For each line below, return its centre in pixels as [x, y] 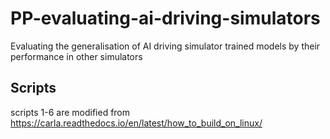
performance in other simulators [76, 56]
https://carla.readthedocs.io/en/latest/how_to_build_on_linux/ [136, 123]
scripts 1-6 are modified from [70, 112]
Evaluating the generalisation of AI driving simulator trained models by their [165, 46]
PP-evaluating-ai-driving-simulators [165, 18]
